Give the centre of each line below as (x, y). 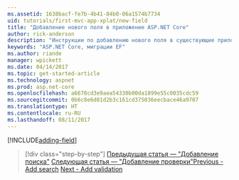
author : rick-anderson (41, 34)
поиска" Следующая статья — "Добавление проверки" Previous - (124, 162)
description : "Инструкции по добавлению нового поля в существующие (111, 41)
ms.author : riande (34, 54)
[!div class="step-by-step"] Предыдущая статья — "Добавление (122, 154)
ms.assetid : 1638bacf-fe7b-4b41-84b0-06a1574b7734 (84, 14)
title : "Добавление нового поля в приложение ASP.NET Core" (99, 27)
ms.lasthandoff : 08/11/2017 (49, 120)
